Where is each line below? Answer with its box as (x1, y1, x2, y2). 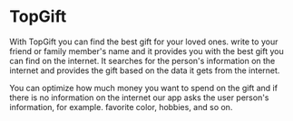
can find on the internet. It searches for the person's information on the (9, 55, 276, 66)
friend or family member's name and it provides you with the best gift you (9, 45, 284, 56)
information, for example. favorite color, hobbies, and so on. (9, 101, 233, 112)
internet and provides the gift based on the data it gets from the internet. (9, 65, 280, 76)
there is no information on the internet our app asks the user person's (9, 92, 269, 103)
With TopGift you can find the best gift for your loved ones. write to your (9, 36, 278, 47)
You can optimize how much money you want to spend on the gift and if (9, 82, 278, 93)
